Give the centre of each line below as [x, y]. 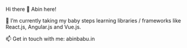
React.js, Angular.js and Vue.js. [43, 27]
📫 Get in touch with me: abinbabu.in [50, 39]
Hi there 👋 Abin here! [31, 9]
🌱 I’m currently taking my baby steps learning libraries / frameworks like [93, 20]
